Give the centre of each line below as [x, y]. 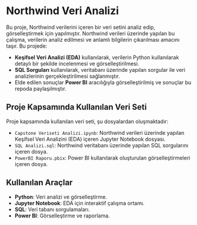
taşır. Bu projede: [27, 46]
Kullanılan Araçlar [39, 183]
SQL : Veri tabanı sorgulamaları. [52, 209]
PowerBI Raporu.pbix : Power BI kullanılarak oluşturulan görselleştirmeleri [102, 158]
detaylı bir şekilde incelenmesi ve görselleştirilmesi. [77, 64]
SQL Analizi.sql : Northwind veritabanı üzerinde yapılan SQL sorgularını [101, 145]
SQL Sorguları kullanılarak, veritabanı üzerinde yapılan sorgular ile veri [100, 70]
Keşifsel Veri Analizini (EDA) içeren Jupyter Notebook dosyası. [90, 139]
